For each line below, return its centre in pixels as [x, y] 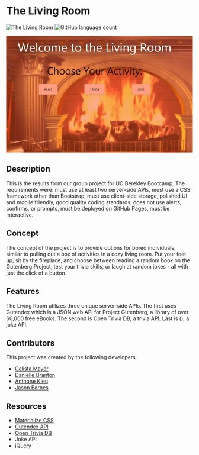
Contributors [31, 343]
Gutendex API [31, 427]
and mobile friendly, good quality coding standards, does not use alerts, [94, 202]
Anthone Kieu [31, 381]
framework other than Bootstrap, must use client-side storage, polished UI [97, 196]
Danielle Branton [35, 375]
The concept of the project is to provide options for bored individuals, [91, 247]
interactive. [20, 215]
